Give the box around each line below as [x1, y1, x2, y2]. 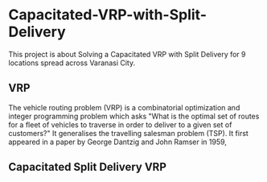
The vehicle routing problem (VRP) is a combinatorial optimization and [8, 102, 240, 112]
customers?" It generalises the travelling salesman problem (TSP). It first [8, 128, 249, 138]
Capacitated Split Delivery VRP [8, 160, 166, 174]
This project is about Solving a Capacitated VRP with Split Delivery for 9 [8, 49, 247, 59]
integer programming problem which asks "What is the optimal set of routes [8, 111, 260, 121]
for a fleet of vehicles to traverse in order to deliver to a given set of [8, 119, 232, 130]
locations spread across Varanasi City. [8, 58, 135, 68]
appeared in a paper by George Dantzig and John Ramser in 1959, [8, 137, 228, 147]
